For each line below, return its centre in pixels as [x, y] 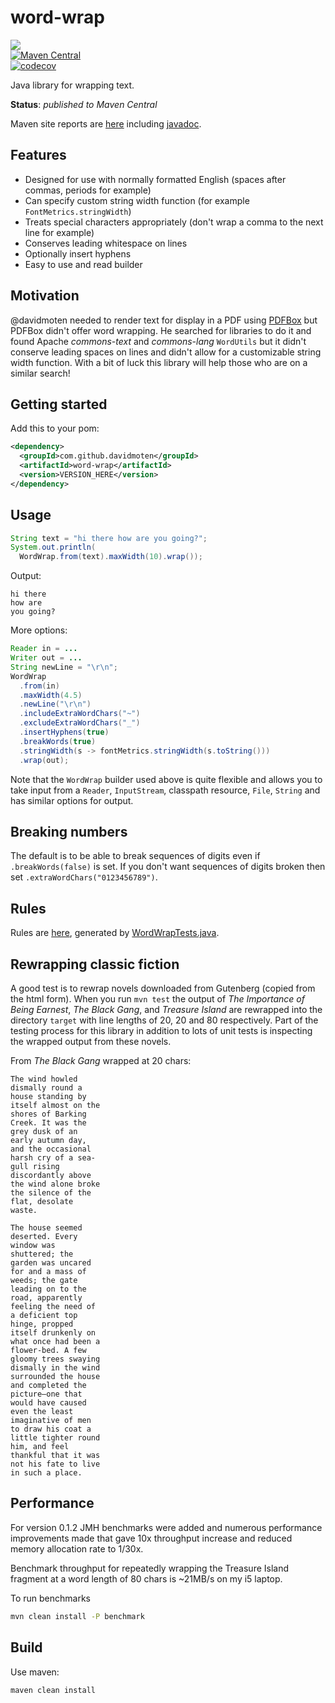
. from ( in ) [39, 686]
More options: [39, 630]
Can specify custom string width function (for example [137, 200]
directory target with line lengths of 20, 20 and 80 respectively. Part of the [164, 1020]
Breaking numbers [69, 831]
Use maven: [35, 1672]
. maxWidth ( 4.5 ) [51, 695]
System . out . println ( [53, 547]
